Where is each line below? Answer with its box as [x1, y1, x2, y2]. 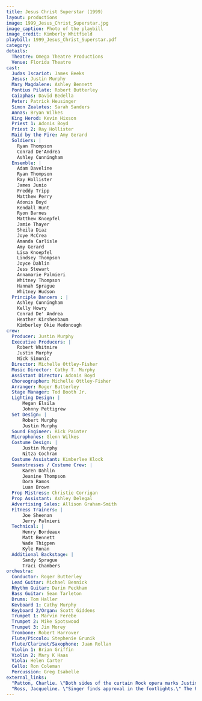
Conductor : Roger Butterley [11, 574, 82, 580]
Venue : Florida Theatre [11, 59, 71, 65]
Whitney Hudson [17, 288, 55, 295]
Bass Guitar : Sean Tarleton [11, 590, 82, 596]
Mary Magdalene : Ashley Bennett [11, 82, 93, 88]
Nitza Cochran [22, 451, 58, 457]
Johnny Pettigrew [22, 406, 66, 412]
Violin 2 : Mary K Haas [11, 652, 69, 658]
